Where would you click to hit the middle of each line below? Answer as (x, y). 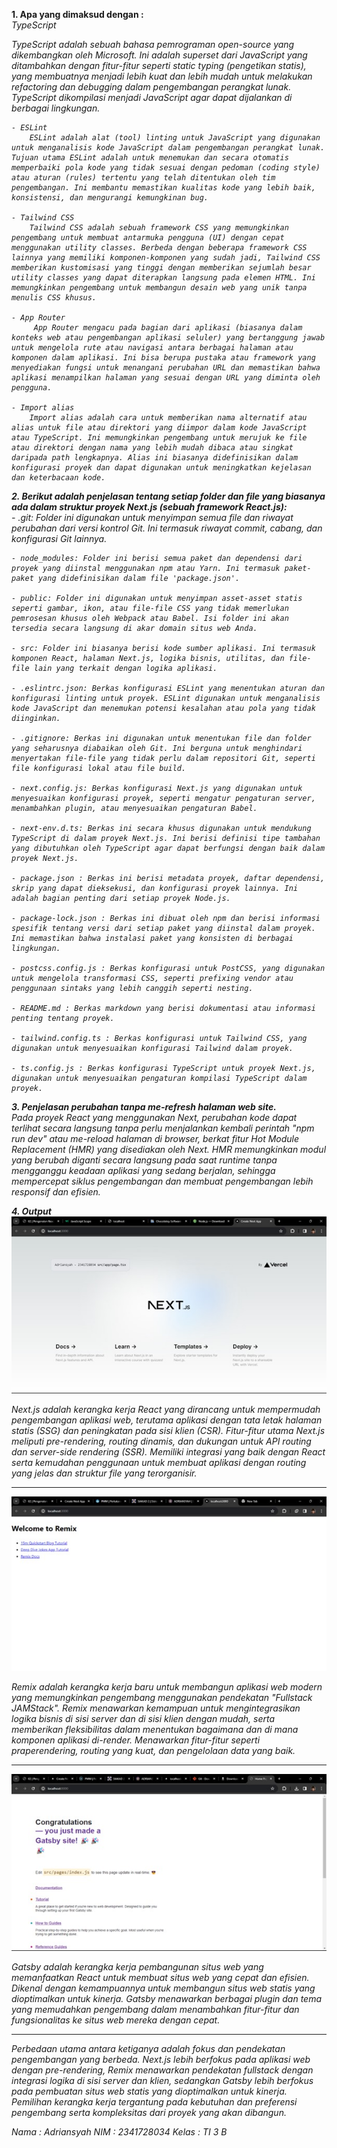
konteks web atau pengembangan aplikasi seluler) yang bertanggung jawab (168, 338)
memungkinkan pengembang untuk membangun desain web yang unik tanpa (159, 288)
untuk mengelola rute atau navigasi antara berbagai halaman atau (152, 348)
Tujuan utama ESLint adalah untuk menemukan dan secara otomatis (150, 158)
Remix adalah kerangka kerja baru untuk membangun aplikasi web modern (167, 1686)
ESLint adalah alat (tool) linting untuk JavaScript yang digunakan (175, 138)
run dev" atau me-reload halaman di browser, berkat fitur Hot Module (155, 1138)
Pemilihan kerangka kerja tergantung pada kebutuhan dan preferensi (154, 2101)
